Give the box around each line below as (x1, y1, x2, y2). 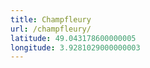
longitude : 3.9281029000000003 (10, 42, 141, 53)
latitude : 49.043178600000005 (10, 33, 137, 43)
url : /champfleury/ (10, 24, 92, 34)
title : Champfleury (10, 14, 92, 25)
